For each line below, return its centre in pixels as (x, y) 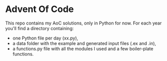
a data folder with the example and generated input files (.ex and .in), (84, 43)
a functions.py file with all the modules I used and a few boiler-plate (83, 48)
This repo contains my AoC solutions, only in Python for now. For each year (83, 23)
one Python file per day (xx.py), (45, 38)
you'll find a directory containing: (40, 28)
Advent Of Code (40, 9)
